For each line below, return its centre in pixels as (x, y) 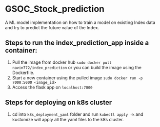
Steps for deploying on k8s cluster (59, 102)
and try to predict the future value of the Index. (52, 27)
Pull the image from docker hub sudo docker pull (62, 62)
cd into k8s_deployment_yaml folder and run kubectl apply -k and (78, 114)
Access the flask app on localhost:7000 (52, 87)
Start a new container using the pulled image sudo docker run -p (77, 78)
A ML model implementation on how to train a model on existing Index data (80, 22)
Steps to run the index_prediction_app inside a (77, 43)
